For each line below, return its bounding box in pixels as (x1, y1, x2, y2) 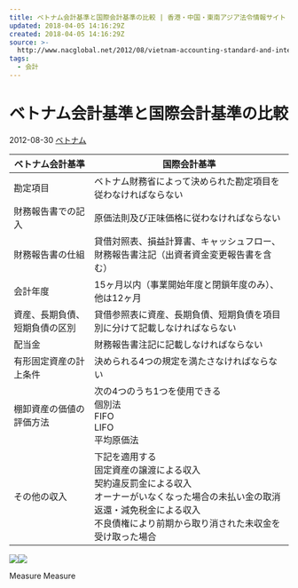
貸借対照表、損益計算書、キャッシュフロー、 (94, 234, 281, 247)
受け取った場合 (94, 530, 157, 543)
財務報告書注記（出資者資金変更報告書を (94, 248, 263, 260)
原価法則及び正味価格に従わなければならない (94, 211, 281, 224)
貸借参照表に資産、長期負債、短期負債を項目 (94, 308, 281, 321)
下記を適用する (94, 450, 157, 463)
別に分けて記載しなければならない (94, 322, 237, 334)
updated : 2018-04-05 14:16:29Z (9, 21, 125, 30)
